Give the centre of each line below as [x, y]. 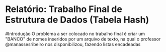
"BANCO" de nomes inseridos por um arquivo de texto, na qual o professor [83, 39]
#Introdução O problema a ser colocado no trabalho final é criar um [75, 33]
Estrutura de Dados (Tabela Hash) [77, 20]
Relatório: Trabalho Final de [64, 9]
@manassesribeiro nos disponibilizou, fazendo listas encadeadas [73, 44]
